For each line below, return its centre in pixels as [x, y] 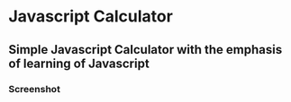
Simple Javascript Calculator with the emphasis [145, 50]
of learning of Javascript [79, 63]
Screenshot [34, 89]
